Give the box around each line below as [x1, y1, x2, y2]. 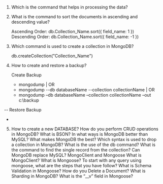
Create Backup [11, 72, 42, 78]
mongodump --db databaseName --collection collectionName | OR [18, 87, 155, 93]
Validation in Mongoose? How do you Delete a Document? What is [11, 168, 146, 174]
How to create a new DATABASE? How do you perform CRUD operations [11, 126, 159, 132]
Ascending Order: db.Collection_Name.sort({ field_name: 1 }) [11, 29, 134, 34]
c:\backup [18, 97, 39, 103]
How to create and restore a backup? [11, 63, 87, 68]
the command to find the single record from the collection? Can [11, 147, 140, 152]
